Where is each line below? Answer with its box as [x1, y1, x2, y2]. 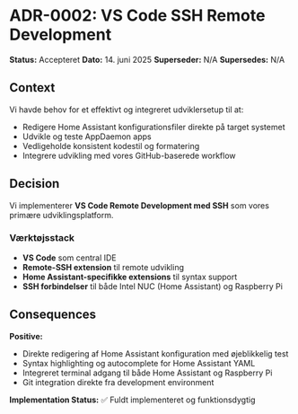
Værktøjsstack [9, 232, 74, 244]
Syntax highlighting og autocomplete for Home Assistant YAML [22, 357, 256, 368]
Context [9, 80, 56, 95]
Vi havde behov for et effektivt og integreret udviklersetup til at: [9, 104, 244, 115]
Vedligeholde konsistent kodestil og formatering [22, 140, 200, 151]
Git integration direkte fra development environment [22, 376, 215, 387]
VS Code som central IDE [22, 252, 117, 263]
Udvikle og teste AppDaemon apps [22, 131, 152, 142]
